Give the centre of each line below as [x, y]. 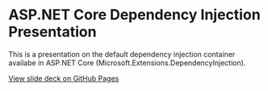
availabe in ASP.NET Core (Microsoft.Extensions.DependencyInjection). [127, 63]
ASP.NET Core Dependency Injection [134, 15]
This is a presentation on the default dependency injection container [122, 54]
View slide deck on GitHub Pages [64, 78]
